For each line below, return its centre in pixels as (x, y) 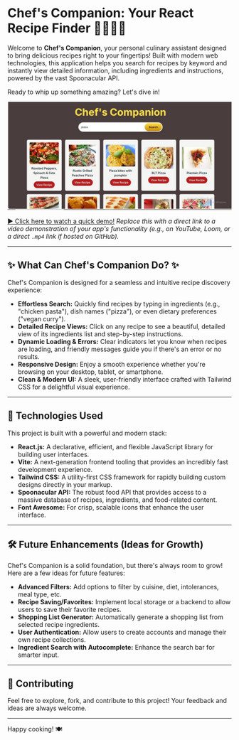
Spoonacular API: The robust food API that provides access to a (112, 492)
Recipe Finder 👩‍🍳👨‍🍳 (67, 28)
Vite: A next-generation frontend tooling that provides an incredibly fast (123, 462)
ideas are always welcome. (47, 708)
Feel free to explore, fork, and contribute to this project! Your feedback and (117, 701)
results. (29, 356)
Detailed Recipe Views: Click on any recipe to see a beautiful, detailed (121, 326)
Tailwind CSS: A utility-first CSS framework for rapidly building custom (122, 477)
